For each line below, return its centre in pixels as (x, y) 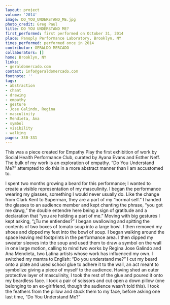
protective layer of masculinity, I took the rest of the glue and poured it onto (84, 276)
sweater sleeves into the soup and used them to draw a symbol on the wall (83, 243)
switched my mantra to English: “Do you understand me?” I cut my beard (81, 259)
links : (12, 62)
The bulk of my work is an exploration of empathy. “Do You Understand (80, 163)
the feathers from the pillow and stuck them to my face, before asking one (83, 292)
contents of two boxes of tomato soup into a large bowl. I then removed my (84, 227)
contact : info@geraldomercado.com (42, 72)
